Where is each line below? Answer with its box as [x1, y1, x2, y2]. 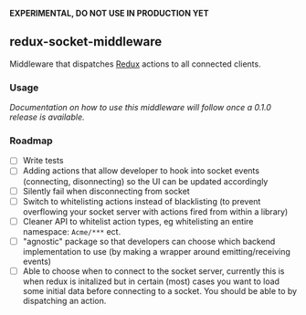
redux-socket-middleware [9, 34, 163, 49]
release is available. [9, 111, 85, 122]
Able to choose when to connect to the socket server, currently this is [22, 265, 285, 277]
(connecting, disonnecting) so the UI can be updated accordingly [22, 175, 269, 186]
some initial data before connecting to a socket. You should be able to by [22, 285, 298, 296]
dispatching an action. [22, 295, 107, 306]
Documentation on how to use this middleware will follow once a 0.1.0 [9, 102, 272, 113]
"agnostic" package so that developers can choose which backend [22, 236, 276, 247]
